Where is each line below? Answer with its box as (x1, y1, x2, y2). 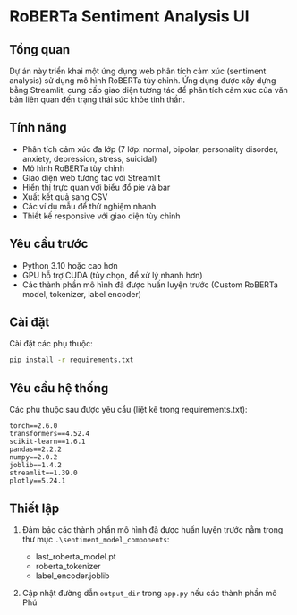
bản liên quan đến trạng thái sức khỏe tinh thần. (9, 94, 186, 105)
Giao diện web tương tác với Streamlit (21, 172, 161, 183)
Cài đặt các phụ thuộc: (9, 338, 93, 349)
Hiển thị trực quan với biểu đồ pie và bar (21, 182, 171, 192)
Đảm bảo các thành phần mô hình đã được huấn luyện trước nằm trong (21, 524, 284, 534)
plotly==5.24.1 (9, 476, 66, 485)
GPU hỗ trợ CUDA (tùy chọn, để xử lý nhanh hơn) (21, 269, 203, 280)
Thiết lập (9, 500, 60, 516)
